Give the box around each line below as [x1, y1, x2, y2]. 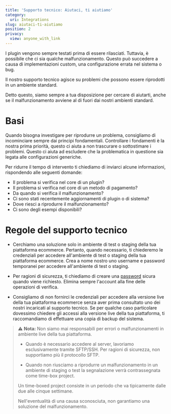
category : [5, 12, 27, 17]
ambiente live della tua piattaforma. [17, 331, 92, 337]
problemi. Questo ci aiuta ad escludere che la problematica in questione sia [5, 148, 163, 154]
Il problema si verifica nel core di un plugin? [12, 179, 105, 185]
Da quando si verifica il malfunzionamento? [12, 190, 104, 196]
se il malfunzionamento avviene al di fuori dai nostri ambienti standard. [5, 97, 154, 103]
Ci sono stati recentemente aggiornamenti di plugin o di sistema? [12, 195, 150, 201]
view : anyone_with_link [10, 36, 60, 42]
